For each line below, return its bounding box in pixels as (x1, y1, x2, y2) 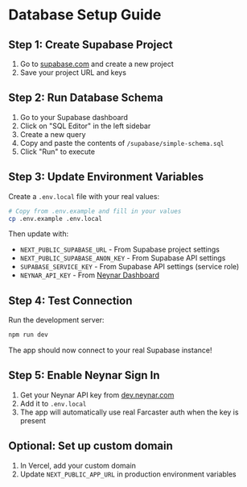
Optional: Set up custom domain (8, 439, 173, 453)
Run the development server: (8, 315, 105, 325)
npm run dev (8, 331, 48, 339)
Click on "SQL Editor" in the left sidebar (19, 121, 151, 131)
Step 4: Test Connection (8, 293, 133, 307)
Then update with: (8, 229, 69, 239)
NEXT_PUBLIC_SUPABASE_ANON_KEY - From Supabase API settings (19, 253, 226, 263)
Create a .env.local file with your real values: (8, 191, 159, 201)
